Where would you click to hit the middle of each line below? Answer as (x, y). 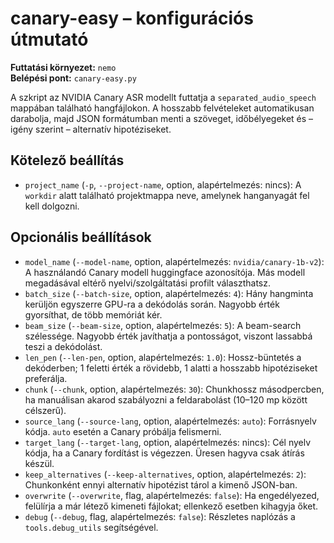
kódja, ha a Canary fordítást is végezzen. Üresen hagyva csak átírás (164, 453)
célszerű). (45, 410)
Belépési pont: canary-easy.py (73, 78)
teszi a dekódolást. (63, 346)
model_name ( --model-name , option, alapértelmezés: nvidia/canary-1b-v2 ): (174, 261)
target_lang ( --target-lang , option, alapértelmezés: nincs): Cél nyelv (168, 442)
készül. (39, 463)
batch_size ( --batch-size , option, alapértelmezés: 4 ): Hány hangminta (169, 293)
